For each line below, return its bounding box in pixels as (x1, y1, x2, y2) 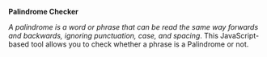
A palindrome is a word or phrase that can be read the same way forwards (8, 22, 259, 31)
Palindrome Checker (8, 7, 79, 16)
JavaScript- (219, 31, 260, 40)
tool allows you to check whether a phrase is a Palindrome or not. (31, 39, 249, 49)
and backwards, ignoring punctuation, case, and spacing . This (8, 31, 218, 40)
